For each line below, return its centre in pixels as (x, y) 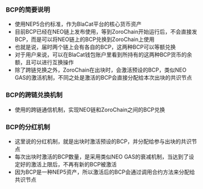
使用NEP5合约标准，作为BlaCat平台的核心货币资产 (78, 24)
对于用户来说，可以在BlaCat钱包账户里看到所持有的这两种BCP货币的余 (103, 55)
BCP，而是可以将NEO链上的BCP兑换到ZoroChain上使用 (84, 39)
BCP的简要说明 (28, 9)
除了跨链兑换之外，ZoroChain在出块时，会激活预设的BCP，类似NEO (101, 70)
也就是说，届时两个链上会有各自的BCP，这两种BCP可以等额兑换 (95, 47)
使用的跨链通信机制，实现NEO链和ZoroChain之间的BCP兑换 (90, 109)
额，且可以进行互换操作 (44, 62)
